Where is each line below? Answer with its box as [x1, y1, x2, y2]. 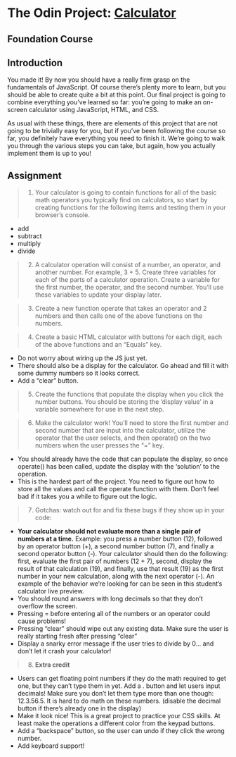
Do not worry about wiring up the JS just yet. [17, 354, 147, 362]
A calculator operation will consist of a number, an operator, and [34, 261, 221, 269]
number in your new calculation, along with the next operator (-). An [17, 572, 215, 581]
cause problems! [17, 617, 67, 625]
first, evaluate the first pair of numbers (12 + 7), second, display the [17, 557, 213, 565]
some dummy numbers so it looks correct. [17, 369, 140, 378]
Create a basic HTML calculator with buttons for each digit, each [34, 333, 223, 341]
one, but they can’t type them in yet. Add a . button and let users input [17, 682, 221, 690]
